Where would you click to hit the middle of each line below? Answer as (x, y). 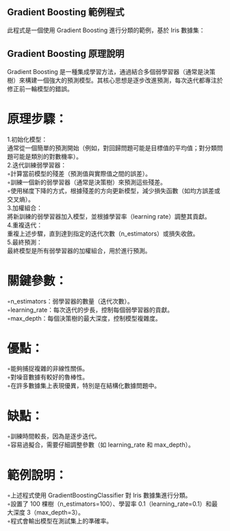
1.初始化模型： (27, 139)
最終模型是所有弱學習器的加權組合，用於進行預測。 (79, 250)
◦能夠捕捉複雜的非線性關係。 (48, 369)
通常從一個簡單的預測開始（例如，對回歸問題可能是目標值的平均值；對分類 (112, 148)
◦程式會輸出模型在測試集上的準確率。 (60, 521)
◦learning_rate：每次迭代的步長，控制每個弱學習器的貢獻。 (90, 310)
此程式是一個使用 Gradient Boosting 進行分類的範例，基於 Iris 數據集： (106, 30)
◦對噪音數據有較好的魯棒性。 (48, 377)
